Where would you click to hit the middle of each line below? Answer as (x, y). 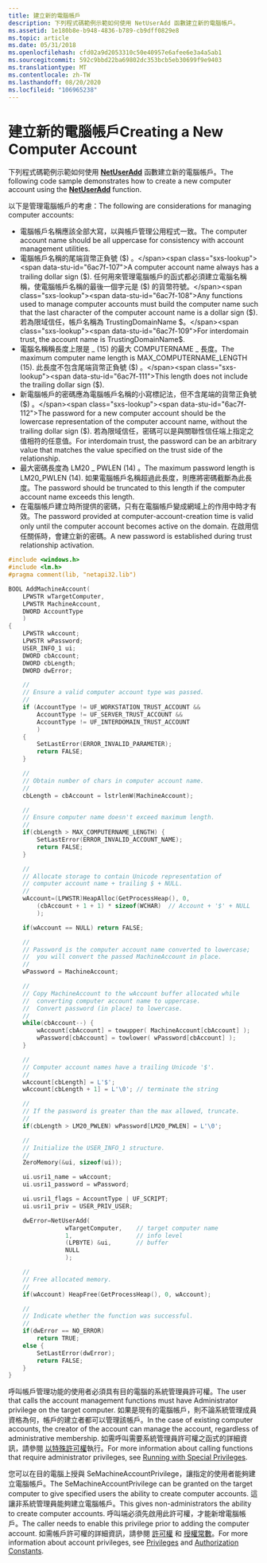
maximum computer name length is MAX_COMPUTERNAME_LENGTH (133, 358)
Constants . (26, 1551)
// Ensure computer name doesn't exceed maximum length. (119, 818)
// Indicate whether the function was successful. (108, 1316)
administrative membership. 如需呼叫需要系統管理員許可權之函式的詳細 (124, 1439)
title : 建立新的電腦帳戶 (44, 16)
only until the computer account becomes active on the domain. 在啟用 (135, 526)
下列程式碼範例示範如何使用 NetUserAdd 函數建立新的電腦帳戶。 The (121, 172)
